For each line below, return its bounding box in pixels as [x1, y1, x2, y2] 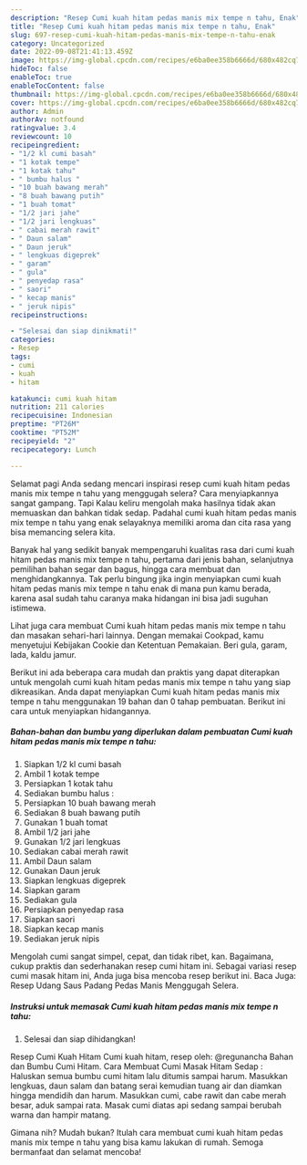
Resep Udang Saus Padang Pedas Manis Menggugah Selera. [10, 980, 240, 991]
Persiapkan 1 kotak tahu [23, 778, 113, 789]
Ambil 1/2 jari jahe [23, 827, 90, 837]
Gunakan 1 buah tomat [23, 817, 108, 828]
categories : [10, 335, 56, 345]
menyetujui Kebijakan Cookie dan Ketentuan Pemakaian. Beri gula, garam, [10, 640, 288, 650]
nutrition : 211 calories [10, 402, 105, 411]
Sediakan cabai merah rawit [23, 846, 128, 858]
